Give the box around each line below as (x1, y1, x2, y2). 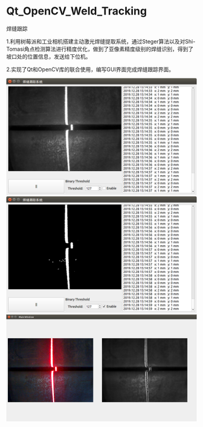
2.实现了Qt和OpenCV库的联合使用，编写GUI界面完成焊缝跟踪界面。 (6, 65, 175, 73)
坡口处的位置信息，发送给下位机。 (6, 53, 91, 60)
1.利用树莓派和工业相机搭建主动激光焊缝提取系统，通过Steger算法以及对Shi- (6, 37, 196, 45)
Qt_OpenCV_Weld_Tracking (6, 4, 147, 18)
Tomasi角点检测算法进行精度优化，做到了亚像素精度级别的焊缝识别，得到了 (6, 45, 194, 53)
